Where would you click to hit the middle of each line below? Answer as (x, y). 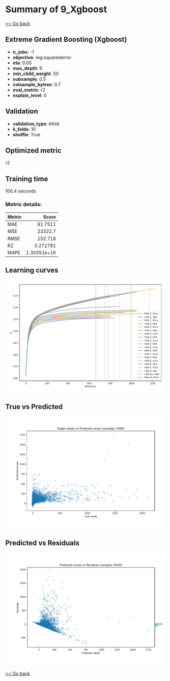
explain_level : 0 (30, 95)
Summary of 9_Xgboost (56, 9)
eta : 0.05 (22, 63)
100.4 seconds (21, 191)
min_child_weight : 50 (36, 74)
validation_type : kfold (36, 124)
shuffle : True (26, 134)
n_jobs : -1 (23, 52)
